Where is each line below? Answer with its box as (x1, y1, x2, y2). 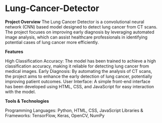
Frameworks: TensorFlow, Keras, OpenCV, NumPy (5, 112, 105, 118)
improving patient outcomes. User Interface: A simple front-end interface (5, 78, 151, 84)
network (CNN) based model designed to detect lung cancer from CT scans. (5, 24, 158, 29)
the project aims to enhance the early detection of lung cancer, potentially (5, 73, 152, 79)
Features (5, 49, 23, 55)
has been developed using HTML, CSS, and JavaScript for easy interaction (5, 83, 154, 89)
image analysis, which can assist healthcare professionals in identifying (5, 34, 147, 40)
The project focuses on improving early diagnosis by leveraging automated (5, 29, 155, 35)
